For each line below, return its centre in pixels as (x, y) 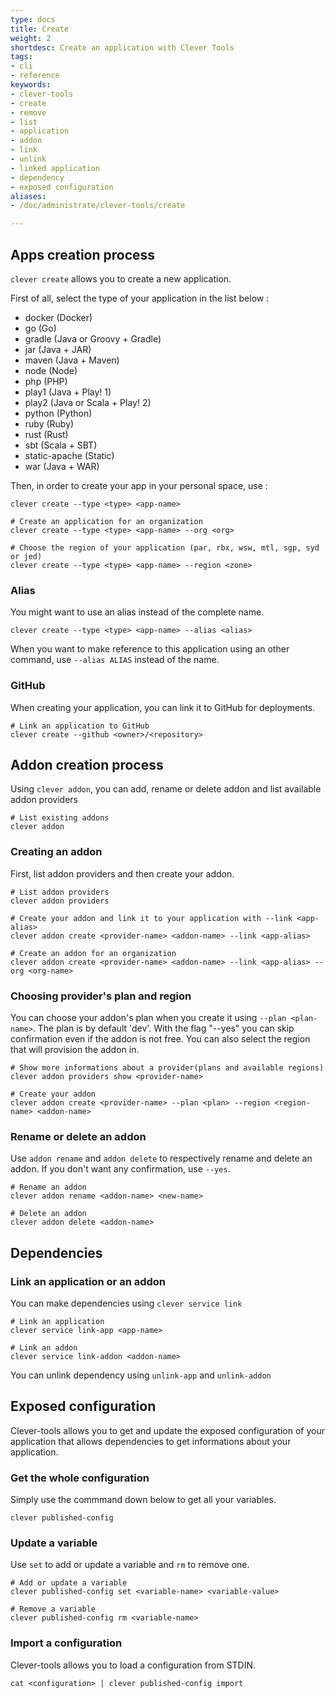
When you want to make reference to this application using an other (150, 649)
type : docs (33, 19)
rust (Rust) (46, 434)
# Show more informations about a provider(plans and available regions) (167, 1067)
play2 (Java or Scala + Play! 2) (88, 402)
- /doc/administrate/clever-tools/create (98, 206)
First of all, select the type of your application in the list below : (140, 298)
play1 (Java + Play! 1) (68, 392)
